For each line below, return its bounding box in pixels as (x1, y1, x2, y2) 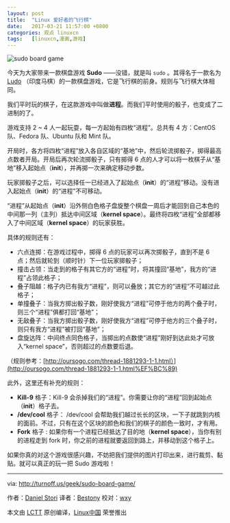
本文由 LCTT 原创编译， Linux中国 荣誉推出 (7, 509, 127, 517)
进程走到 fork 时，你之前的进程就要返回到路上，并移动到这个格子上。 (23, 437, 218, 445)
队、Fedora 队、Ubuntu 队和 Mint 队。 (7, 132, 115, 141)
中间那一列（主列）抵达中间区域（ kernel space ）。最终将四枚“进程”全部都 (7, 210, 215, 218)
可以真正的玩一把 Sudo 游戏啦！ (25, 459, 116, 467)
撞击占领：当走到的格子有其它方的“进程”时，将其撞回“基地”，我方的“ (16, 265, 211, 273)
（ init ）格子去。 (16, 402, 63, 410)
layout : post (7, 10, 44, 17)
